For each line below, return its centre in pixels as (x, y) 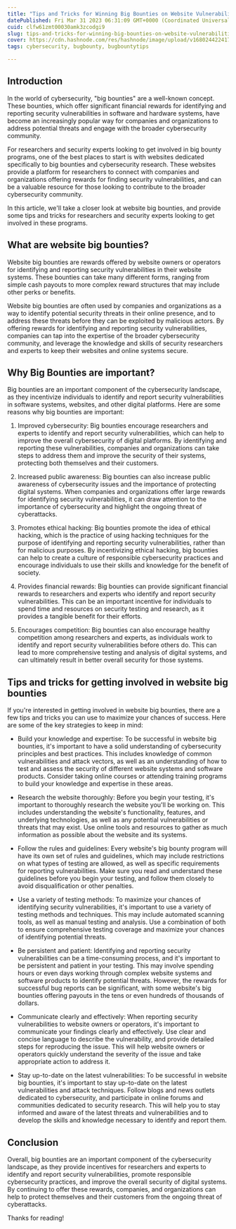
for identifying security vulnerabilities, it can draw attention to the (112, 499)
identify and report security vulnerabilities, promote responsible (99, 1175)
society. (29, 573)
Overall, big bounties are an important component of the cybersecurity (110, 1159)
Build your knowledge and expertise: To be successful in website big (117, 739)
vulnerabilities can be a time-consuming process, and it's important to (119, 958)
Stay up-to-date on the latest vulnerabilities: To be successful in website (122, 1075)
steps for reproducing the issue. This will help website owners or (111, 1046)
